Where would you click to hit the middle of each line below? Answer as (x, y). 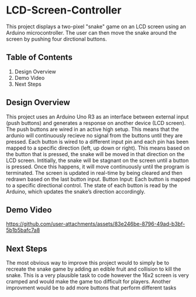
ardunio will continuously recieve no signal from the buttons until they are (94, 135)
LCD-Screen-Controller (64, 10)
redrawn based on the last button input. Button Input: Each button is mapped (98, 179)
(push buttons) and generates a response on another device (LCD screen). (96, 123)
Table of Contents (39, 57)
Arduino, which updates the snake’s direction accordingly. (76, 191)
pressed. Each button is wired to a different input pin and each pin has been (97, 141)
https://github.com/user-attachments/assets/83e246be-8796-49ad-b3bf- (96, 224)
